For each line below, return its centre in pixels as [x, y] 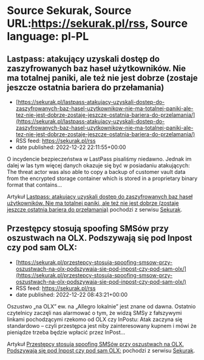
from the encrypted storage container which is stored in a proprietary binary [102, 178]
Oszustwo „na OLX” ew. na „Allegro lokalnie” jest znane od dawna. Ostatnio [101, 306]
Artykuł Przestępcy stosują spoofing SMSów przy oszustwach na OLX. [95, 344]
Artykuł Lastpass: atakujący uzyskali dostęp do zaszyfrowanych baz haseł [100, 196]
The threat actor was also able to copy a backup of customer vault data [96, 172]
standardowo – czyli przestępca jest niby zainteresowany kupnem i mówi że [102, 325]
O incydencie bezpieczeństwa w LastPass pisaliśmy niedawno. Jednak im [99, 159]
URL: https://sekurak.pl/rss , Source [97, 23]
